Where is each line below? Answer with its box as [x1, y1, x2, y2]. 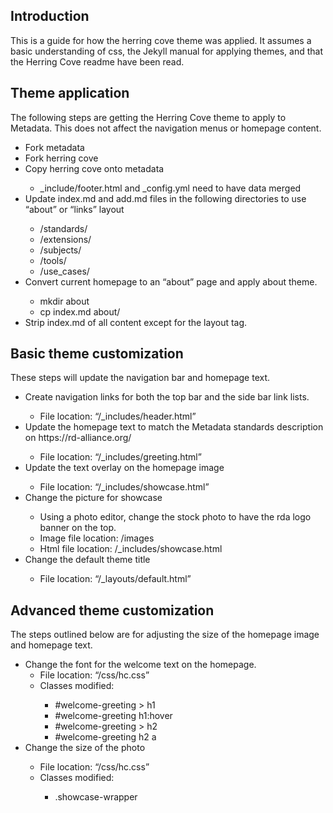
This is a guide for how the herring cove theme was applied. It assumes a [10, 34, 312, 46]
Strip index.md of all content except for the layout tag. [24, 316, 248, 328]
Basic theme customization [10, 345, 184, 363]
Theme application [10, 85, 130, 102]
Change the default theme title [24, 554, 151, 566]
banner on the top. [39, 522, 117, 534]
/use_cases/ [39, 265, 90, 277]
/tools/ [39, 254, 67, 266]
